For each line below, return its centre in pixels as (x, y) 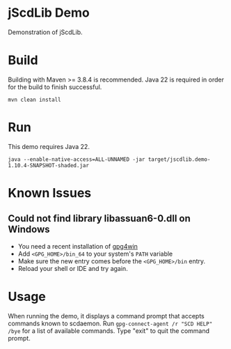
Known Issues (50, 193)
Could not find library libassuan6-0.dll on (99, 218)
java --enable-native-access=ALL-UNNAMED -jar (77, 159)
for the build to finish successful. (55, 87)
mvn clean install (34, 100)
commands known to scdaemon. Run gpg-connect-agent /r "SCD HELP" (110, 323)
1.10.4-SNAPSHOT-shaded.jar (49, 165)
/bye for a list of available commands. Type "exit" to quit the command (109, 331)
